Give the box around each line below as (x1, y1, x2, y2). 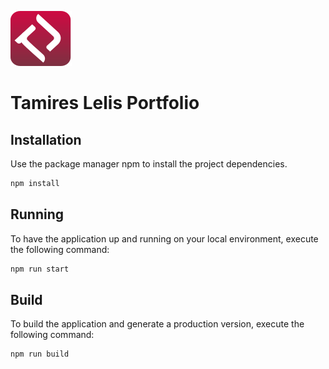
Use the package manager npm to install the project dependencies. (10, 158, 288, 170)
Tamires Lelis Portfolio (10, 92, 200, 115)
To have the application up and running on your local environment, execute (10, 232, 319, 245)
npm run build (10, 349, 70, 360)
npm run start (10, 264, 70, 274)
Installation (10, 131, 82, 148)
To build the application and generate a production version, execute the (10, 318, 305, 330)
